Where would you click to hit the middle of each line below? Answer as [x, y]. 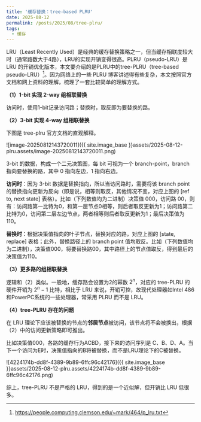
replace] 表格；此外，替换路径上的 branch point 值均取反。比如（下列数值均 [100, 241]
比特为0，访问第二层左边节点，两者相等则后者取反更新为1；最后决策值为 [95, 214]
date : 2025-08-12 [28, 17]
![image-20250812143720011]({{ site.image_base [67, 145]
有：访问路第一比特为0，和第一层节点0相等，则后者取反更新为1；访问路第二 [100, 206]
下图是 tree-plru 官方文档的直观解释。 [53, 133]
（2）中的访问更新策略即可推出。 [47, 330]
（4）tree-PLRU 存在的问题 [40, 310]
